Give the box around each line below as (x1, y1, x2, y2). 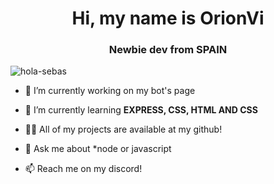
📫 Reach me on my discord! (24, 163, 143, 175)
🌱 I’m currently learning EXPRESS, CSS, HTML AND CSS (24, 104, 258, 116)
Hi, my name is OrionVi (71, 7, 265, 30)
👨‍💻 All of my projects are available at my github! (24, 123, 223, 136)
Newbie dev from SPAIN (108, 43, 228, 57)
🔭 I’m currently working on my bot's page (24, 85, 196, 97)
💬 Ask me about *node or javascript (24, 143, 172, 155)
